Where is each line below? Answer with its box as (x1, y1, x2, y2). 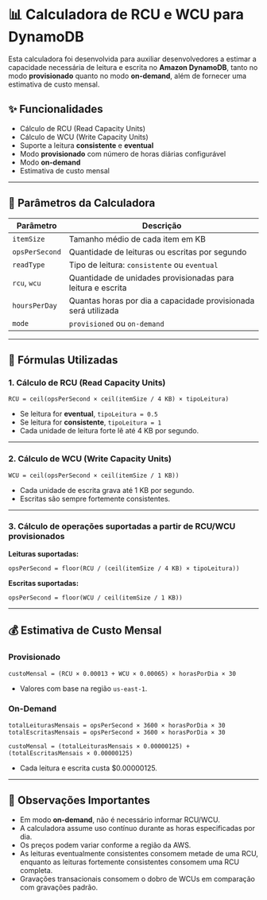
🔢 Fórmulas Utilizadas (8, 353, 118, 367)
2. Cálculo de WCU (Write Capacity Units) (8, 453, 172, 464)
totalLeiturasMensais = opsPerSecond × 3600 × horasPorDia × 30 (8, 721, 226, 729)
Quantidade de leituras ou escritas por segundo (68, 246, 247, 258)
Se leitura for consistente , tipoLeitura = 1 (19, 417, 161, 427)
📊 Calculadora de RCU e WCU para (8, 6, 244, 24)
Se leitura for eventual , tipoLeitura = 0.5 (19, 409, 158, 419)
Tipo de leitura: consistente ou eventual (68, 259, 219, 270)
